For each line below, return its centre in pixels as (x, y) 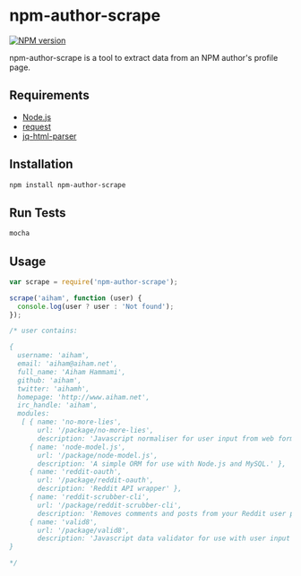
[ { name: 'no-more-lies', (72, 422)
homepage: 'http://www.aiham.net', (84, 397)
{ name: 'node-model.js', (77, 447)
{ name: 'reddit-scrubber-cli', (90, 497)
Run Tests (38, 213)
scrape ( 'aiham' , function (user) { (76, 298)
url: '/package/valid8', (83, 530)
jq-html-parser (49, 136)
